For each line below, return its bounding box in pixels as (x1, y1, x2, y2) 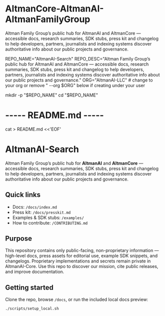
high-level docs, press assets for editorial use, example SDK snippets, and (5, 253, 158, 259)
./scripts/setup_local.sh (5, 306, 59, 311)
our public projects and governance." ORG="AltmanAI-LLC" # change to (5, 77, 153, 83)
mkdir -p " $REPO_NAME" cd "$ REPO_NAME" (5, 92, 98, 98)
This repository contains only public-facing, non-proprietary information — (5, 247, 159, 253)
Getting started (5, 283, 54, 291)
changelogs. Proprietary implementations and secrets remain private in (5, 258, 151, 264)
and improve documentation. (5, 268, 64, 275)
